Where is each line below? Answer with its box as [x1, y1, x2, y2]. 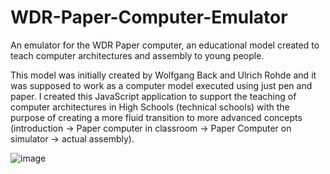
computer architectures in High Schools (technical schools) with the [10, 101, 290, 113]
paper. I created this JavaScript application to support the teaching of [10, 90, 297, 102]
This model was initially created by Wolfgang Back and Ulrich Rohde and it [10, 69, 317, 81]
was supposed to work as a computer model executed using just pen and [10, 79, 313, 91]
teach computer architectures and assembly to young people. [10, 49, 265, 61]
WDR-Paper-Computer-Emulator [10, 6, 288, 29]
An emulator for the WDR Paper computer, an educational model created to [10, 39, 320, 51]
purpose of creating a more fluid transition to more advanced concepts [10, 111, 303, 123]
